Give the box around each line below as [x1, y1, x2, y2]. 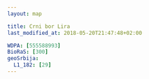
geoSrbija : [7, 55, 39, 62]
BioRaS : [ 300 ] [7, 48, 49, 56]
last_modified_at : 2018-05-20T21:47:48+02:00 [7, 29, 142, 36]
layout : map [7, 10, 42, 17]
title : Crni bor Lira [7, 22, 71, 30]
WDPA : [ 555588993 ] [7, 42, 61, 49]
